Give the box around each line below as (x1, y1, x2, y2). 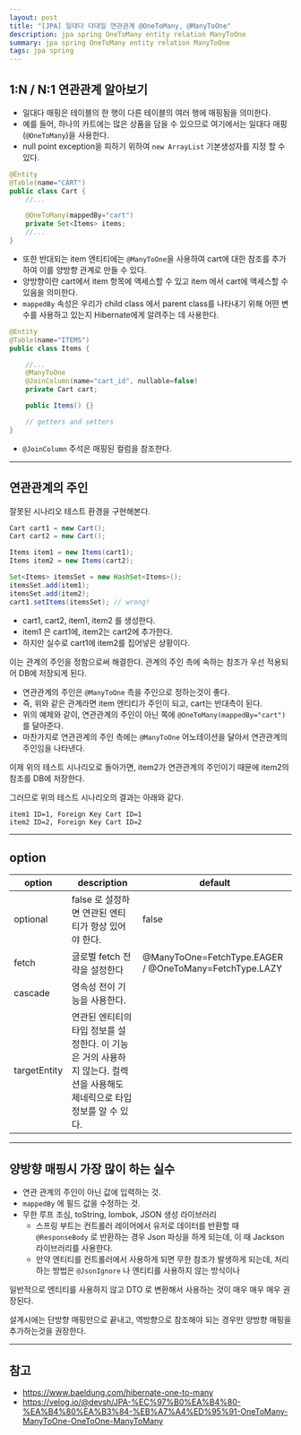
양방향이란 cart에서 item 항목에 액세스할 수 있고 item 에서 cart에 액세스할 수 (21, 275, 288, 287)
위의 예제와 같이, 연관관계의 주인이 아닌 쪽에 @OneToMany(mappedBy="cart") (21, 709, 287, 719)
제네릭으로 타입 (71, 1092, 133, 1104)
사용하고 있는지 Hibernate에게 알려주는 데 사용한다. (39, 309, 219, 320)
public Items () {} (25, 401, 94, 410)
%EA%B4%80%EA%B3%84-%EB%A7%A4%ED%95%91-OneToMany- (21, 1405, 288, 1416)
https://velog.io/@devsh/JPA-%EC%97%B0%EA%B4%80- (21, 1396, 242, 1407)
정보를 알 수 (71, 1105, 118, 1118)
